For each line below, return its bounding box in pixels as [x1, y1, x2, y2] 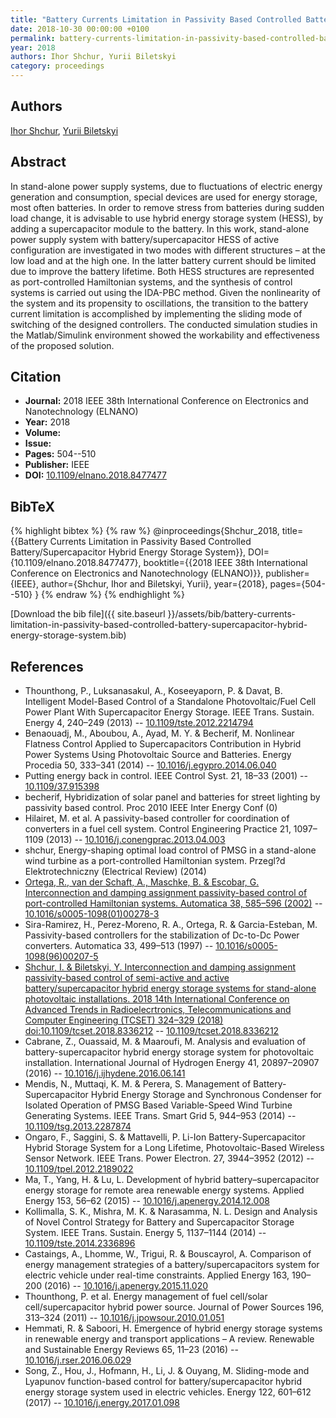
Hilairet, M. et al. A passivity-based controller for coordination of [24, 812, 290, 825]
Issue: [24, 437, 52, 450]
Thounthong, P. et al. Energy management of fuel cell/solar [24, 1291, 268, 1303]
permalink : [10, 33, 56, 43]
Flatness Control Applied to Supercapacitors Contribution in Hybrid [24, 738, 302, 750]
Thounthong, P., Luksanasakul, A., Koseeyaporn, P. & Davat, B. [24, 685, 283, 697]
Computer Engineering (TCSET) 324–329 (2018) [24, 1014, 224, 1026]
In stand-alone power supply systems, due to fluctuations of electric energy [10, 180, 323, 192]
